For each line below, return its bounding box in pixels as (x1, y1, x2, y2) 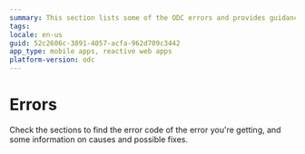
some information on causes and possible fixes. (9, 133, 189, 145)
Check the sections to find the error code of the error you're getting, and (9, 124, 281, 135)
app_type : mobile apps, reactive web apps (9, 47, 172, 56)
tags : (9, 22, 30, 31)
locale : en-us (9, 30, 64, 39)
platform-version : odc (9, 55, 95, 64)
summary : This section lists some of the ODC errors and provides (9, 13, 266, 23)
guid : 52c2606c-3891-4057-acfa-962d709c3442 (9, 38, 181, 48)
